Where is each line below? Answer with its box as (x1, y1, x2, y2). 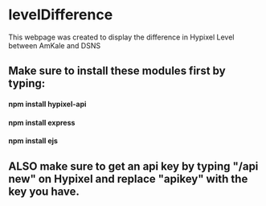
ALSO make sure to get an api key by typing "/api (8, 159, 259, 173)
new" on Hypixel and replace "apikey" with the (8, 171, 248, 186)
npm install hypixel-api (8, 99, 87, 109)
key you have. (8, 184, 80, 198)
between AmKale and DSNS (8, 40, 101, 50)
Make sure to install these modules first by (8, 64, 227, 78)
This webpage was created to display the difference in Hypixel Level (8, 32, 235, 42)
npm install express (8, 117, 76, 127)
